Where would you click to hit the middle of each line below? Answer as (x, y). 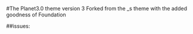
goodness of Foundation (36, 15)
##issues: (18, 26)
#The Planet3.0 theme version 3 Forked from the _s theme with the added (97, 8)
